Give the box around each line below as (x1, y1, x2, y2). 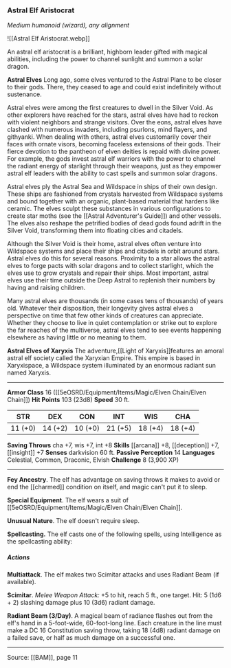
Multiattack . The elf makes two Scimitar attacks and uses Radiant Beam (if (7, 570, 219, 579)
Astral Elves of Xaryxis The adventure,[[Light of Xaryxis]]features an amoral (7, 346, 224, 355)
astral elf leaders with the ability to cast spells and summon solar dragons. (7, 169, 218, 177)
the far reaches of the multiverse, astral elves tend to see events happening (7, 326, 221, 335)
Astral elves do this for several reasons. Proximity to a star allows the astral (7, 254, 220, 263)
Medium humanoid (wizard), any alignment (7, 21, 129, 30)
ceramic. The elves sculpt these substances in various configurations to (7, 205, 211, 213)
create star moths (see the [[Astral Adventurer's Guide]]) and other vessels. (7, 212, 221, 220)
